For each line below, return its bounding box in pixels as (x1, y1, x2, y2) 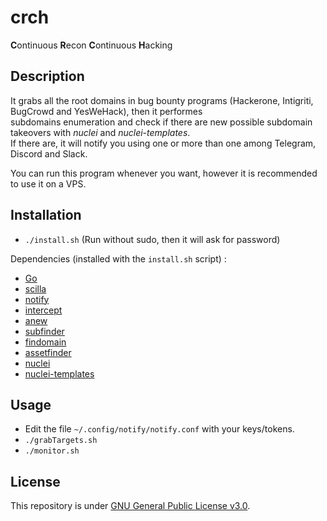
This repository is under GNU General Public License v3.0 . (10, 500, 251, 512)
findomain (24, 336, 67, 348)
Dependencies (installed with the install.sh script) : (10, 252, 227, 265)
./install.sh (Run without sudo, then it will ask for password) (24, 233, 281, 245)
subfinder (24, 325, 65, 337)
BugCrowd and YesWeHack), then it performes (10, 105, 203, 117)
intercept (24, 304, 63, 316)
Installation (10, 207, 82, 224)
